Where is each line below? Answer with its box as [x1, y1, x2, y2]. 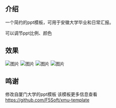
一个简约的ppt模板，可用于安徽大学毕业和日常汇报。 [5, 19, 114, 25]
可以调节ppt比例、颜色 [5, 30, 52, 36]
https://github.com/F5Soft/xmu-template [5, 97, 90, 103]
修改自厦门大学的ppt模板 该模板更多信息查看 [5, 91, 97, 97]
